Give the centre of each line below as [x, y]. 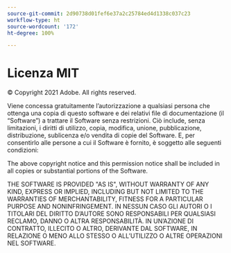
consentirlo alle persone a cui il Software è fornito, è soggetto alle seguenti [114, 143]
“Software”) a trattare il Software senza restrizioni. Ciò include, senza [106, 121]
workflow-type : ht [34, 20]
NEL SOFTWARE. [32, 243]
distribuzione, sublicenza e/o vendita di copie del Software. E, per [101, 135]
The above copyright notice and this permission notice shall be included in [113, 164]
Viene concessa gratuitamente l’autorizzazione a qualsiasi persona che [109, 106]
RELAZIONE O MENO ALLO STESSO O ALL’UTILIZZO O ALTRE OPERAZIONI [115, 236]
